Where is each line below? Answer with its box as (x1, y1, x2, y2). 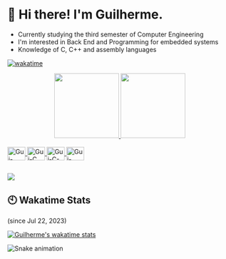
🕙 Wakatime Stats (7, 194, 91, 206)
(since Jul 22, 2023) (7, 217, 67, 225)
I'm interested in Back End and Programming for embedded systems (17, 37, 219, 46)
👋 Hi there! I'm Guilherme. (7, 6, 163, 23)
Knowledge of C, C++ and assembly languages (17, 45, 157, 54)
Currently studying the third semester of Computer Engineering (17, 30, 204, 39)
